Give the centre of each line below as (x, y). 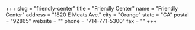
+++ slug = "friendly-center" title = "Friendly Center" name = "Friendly (92, 9)
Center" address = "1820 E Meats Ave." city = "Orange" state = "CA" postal (97, 15)
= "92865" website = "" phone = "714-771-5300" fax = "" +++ (81, 21)
